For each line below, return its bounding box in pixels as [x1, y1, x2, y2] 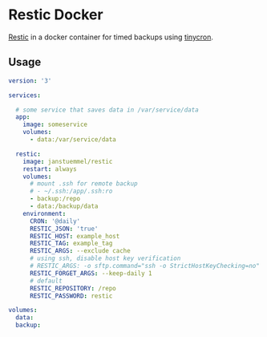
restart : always [22, 164, 78, 173]
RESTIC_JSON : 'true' [29, 225, 99, 233]
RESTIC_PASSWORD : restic [29, 291, 113, 300]
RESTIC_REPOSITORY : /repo [29, 284, 116, 292]
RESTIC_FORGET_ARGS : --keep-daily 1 [29, 269, 152, 278]
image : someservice [22, 120, 88, 129]
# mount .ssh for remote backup [29, 180, 138, 188]
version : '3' [8, 76, 52, 85]
